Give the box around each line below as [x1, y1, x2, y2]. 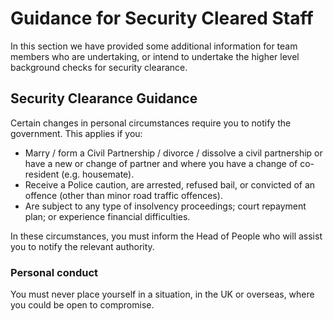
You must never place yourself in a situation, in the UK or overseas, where [10, 288, 315, 301]
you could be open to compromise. [10, 299, 155, 311]
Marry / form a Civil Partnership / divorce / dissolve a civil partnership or [24, 147, 323, 159]
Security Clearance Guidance [10, 90, 198, 107]
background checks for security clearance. [10, 61, 188, 73]
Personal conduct [10, 265, 99, 279]
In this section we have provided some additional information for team [10, 40, 298, 52]
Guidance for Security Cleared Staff [10, 7, 314, 30]
